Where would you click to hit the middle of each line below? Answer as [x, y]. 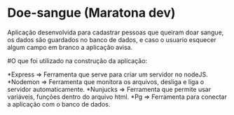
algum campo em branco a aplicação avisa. [70, 47]
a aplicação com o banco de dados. [59, 104]
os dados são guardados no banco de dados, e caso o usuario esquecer [112, 39]
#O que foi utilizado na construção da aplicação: [77, 60]
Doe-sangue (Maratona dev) [91, 13]
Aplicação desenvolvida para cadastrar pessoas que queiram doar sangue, [116, 32]
